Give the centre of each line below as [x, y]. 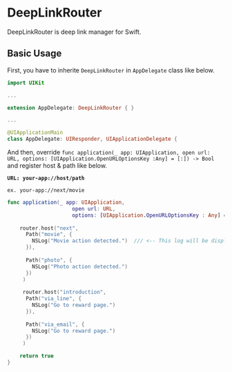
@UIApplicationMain [35, 133]
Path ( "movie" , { [49, 235]
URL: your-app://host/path [46, 178]
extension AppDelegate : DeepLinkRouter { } [71, 108]
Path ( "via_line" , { [53, 299]
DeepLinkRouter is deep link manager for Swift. [74, 32]
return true [37, 356]
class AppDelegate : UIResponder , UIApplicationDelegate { [92, 139]
